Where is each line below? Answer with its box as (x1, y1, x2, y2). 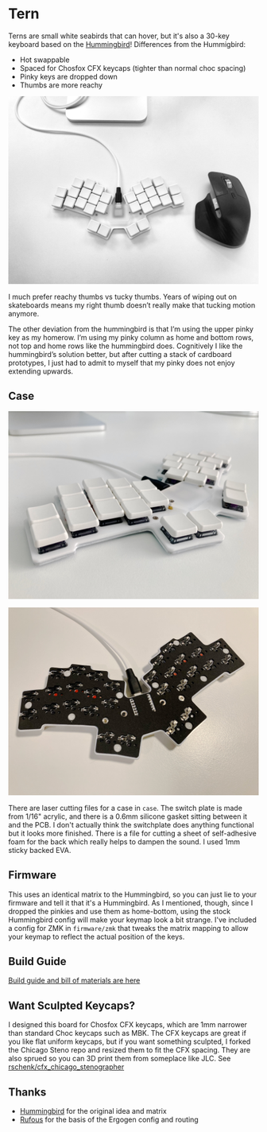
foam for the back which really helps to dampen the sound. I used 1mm (8, 836, 241, 847)
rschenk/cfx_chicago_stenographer (8, 1062, 125, 1072)
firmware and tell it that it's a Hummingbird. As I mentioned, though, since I (8, 897, 253, 907)
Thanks (8, 1085, 47, 1099)
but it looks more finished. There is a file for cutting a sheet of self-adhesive (8, 828, 257, 838)
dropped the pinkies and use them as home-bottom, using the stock (8, 906, 231, 916)
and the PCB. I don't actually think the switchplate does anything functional (8, 820, 254, 829)
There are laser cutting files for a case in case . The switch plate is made (8, 803, 242, 812)
